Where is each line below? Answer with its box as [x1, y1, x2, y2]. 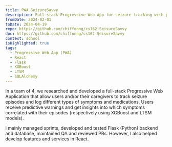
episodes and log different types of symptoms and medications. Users [5, 99, 154, 105]
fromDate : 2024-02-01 [5, 17, 52, 22]
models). [5, 115, 24, 121]
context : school [5, 36, 40, 41]
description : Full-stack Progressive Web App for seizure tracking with [5, 12, 164, 17]
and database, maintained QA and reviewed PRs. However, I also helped [5, 130, 157, 136]
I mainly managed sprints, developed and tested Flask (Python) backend [5, 125, 158, 131]
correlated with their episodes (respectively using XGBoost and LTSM [5, 109, 152, 115]
